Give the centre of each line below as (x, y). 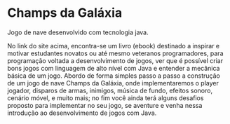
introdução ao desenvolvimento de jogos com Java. (82, 113)
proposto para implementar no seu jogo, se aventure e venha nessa (105, 105)
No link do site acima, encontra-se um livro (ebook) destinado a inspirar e (114, 46)
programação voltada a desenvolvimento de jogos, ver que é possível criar (115, 60)
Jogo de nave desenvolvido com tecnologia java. (78, 32)
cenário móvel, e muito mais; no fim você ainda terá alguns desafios (106, 98)
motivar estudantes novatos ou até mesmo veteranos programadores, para (115, 53)
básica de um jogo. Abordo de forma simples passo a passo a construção (114, 76)
